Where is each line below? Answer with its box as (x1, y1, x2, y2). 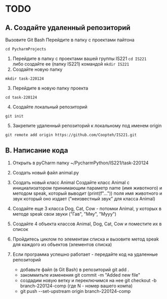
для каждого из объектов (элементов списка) (12, 241, 112, 247)
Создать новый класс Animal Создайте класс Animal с (12, 179, 130, 186)
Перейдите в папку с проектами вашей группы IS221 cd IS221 (12, 55, 147, 62)
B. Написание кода (5, 146, 68, 155)
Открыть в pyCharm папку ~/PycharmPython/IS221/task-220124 (12, 160, 149, 166)
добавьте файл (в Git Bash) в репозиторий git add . (20, 266, 129, 273)
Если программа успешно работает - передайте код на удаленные (12, 251, 158, 257)
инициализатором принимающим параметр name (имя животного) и (12, 185, 162, 191)
